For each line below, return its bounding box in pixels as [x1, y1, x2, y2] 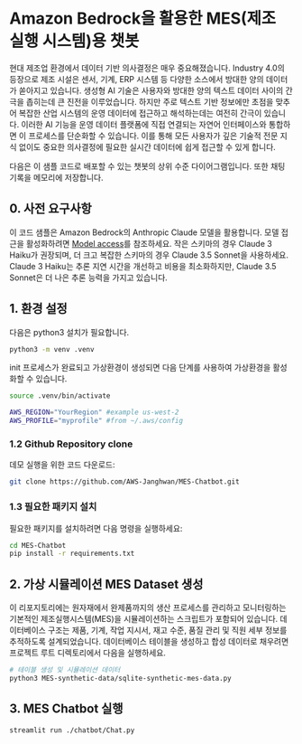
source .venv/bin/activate [9, 391, 111, 400]
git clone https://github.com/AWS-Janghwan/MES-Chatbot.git [9, 477, 241, 486]
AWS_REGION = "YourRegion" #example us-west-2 [9, 408, 179, 417]
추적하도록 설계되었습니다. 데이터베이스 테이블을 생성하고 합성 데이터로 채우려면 [9, 636, 289, 647]
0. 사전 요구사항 [9, 201, 92, 217]
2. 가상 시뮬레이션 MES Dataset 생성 [9, 576, 204, 592]
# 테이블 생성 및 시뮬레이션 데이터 [9, 665, 121, 674]
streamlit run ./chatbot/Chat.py [9, 725, 135, 735]
